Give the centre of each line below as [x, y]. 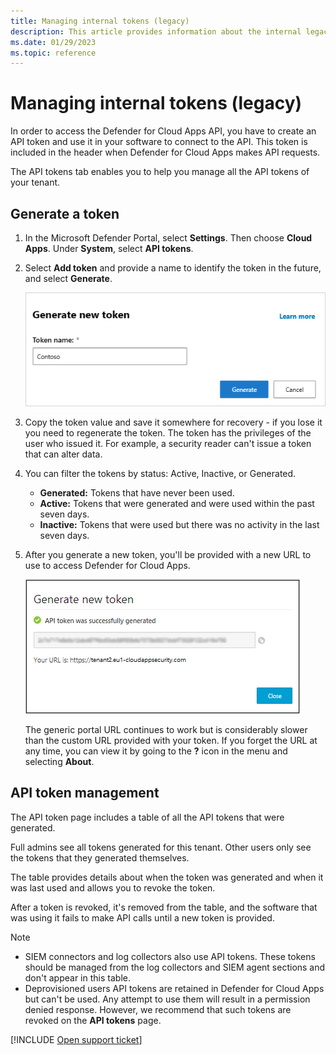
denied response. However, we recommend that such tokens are [158, 1009]
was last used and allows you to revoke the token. [113, 887]
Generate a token [65, 213]
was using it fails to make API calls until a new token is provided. [142, 917]
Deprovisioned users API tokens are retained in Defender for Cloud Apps [174, 988]
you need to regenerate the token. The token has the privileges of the [168, 433]
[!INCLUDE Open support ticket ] [76, 1039]
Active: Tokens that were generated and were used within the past [177, 504]
